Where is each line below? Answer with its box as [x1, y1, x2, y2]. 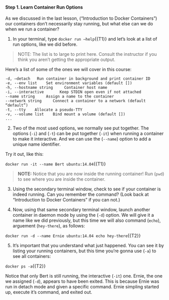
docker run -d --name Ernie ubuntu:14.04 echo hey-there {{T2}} [5, 232, 141, 239]
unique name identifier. [12, 141, 61, 147]
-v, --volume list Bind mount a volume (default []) [5, 112, 125, 117]
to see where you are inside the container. [17, 176, 105, 182]
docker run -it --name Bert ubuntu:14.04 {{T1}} [5, 161, 106, 167]
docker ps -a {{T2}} [5, 263, 46, 269]
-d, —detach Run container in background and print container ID [5, 76, 151, 81]
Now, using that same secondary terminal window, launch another [12, 207, 150, 213]
